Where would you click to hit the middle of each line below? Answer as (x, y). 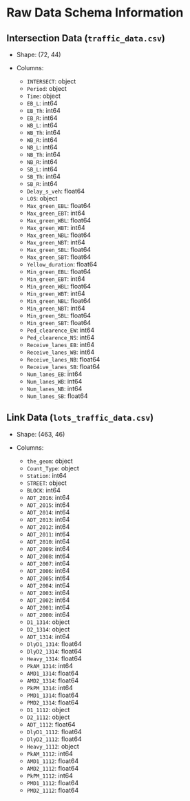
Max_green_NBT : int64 (56, 242)
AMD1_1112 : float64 (53, 761)
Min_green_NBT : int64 (56, 308)
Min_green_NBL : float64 (59, 301)
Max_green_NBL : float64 (59, 235)
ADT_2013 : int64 (48, 519)
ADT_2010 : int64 (48, 541)
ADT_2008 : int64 (48, 556)
